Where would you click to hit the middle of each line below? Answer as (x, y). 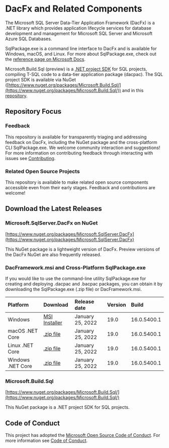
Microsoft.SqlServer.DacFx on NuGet (52, 223)
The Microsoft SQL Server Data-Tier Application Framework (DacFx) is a (80, 23)
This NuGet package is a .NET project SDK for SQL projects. (67, 407)
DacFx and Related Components (74, 9)
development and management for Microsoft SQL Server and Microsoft (79, 33)
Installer (53, 323)
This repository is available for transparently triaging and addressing (76, 137)
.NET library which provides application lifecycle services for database (78, 28)
